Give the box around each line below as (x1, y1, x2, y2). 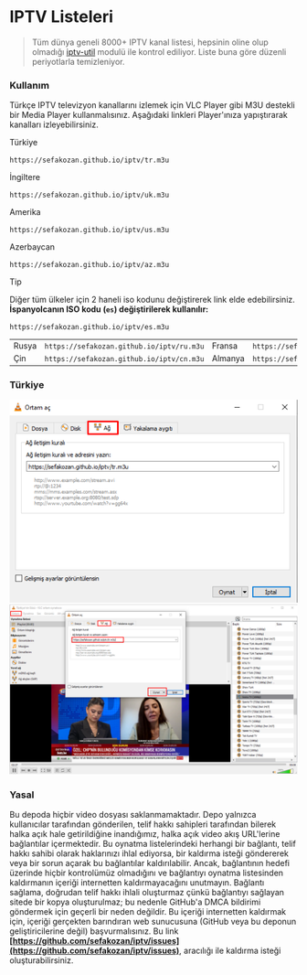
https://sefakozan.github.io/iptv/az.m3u (9, 261, 170, 270)
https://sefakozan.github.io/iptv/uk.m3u (9, 190, 170, 200)
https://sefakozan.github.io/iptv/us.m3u (9, 226, 170, 235)
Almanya (211, 353, 245, 364)
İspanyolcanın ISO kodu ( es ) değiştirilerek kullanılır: (9, 304, 209, 315)
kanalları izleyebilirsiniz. (9, 119, 99, 130)
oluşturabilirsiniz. (9, 954, 74, 966)
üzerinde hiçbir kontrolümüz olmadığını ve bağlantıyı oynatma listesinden (9, 867, 284, 878)
